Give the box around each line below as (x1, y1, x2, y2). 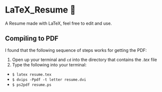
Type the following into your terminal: (12, 61, 87, 67)
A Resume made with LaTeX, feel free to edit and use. (5, 20, 112, 26)
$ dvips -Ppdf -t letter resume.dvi (12, 77, 86, 82)
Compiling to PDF (5, 34, 59, 43)
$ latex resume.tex (12, 72, 52, 77)
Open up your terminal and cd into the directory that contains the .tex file (12, 57, 157, 62)
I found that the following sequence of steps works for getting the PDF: (5, 47, 147, 53)
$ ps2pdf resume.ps (12, 82, 52, 87)
